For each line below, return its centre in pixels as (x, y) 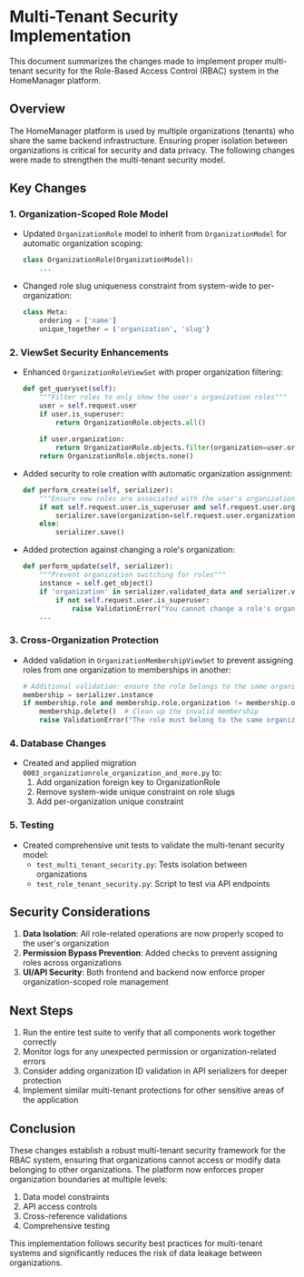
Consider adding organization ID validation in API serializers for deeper (155, 1071)
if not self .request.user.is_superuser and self (133, 507)
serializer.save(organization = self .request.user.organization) (177, 516)
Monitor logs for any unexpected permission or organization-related (149, 1052)
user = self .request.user (88, 406)
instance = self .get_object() (96, 583)
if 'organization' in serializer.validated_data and (141, 592)
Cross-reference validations (75, 1216)
